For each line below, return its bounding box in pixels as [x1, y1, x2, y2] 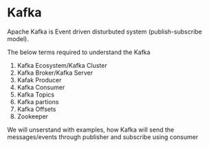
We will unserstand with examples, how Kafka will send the [7, 125, 175, 134]
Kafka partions [16, 97, 59, 106]
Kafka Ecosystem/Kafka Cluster [16, 61, 108, 69]
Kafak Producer [16, 75, 62, 84]
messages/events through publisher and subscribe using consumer [7, 132, 199, 141]
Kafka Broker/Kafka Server [16, 69, 93, 77]
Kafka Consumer [16, 83, 65, 91]
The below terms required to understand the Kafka [7, 48, 151, 56]
